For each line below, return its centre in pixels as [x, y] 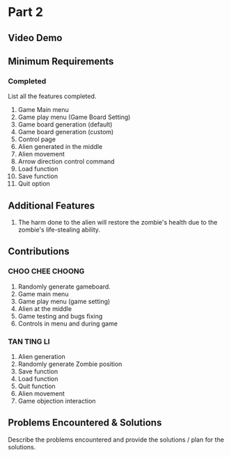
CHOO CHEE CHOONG [46, 271]
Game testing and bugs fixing [60, 316]
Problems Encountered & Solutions [85, 423]
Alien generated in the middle [60, 147]
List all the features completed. [52, 96]
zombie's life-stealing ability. [59, 230]
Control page [37, 139]
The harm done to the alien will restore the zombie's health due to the [118, 223]
